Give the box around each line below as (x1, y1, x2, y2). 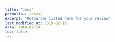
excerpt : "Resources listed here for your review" (5, 16, 111, 21)
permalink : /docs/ (5, 12, 43, 16)
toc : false (5, 29, 27, 34)
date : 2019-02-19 (5, 25, 41, 30)
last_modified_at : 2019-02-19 (5, 20, 67, 26)
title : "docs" (5, 7, 34, 12)
